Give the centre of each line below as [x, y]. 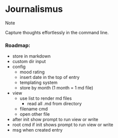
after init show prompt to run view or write [55, 120]
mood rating [32, 72]
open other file [35, 114]
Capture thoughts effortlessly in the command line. [57, 32]
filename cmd [34, 109]
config [19, 67]
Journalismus [34, 9]
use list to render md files [46, 98]
